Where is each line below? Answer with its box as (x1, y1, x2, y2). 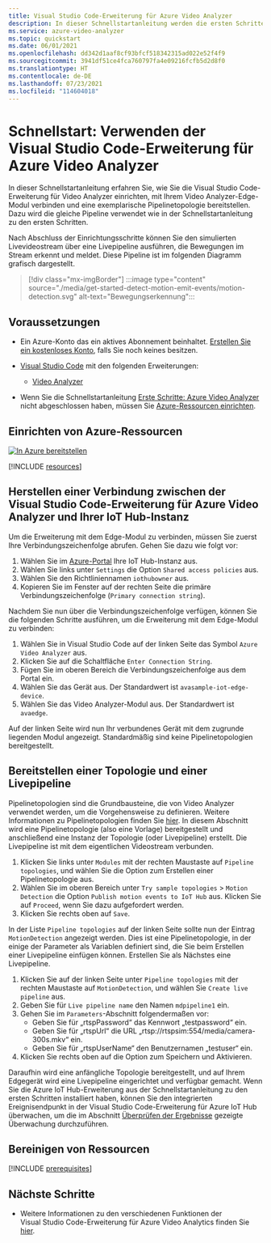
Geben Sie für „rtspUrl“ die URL (31, 1025, 137, 1036)
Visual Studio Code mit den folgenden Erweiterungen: (19, 361, 199, 371)
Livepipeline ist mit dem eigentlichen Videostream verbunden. (8, 841, 214, 851)
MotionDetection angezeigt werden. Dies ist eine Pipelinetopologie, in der (8, 932, 252, 943)
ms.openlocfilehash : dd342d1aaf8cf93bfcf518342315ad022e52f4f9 (8, 49, 226, 57)
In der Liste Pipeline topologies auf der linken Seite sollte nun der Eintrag (8, 924, 256, 934)
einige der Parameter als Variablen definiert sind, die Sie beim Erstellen (8, 941, 244, 951)
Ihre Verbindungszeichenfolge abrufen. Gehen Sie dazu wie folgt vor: (8, 540, 239, 550)
